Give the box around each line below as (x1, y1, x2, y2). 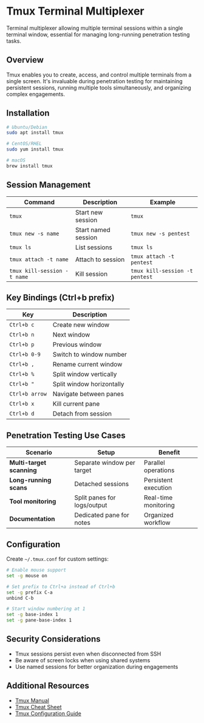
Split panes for (74, 493, 117, 502)
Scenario (25, 448, 53, 457)
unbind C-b (6, 595, 34, 601)
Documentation (9, 515, 56, 523)
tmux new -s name (9, 230, 59, 237)
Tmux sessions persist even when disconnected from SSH (15, 650, 161, 657)
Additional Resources (6, 680, 89, 691)
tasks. (6, 37, 22, 44)
